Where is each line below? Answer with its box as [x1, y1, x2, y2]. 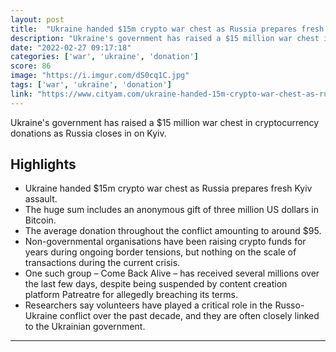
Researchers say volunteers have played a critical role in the [24, 299, 273, 311]
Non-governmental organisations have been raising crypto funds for [24, 236, 307, 248]
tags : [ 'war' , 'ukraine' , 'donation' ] [10, 80, 172, 90]
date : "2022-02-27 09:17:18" [10, 42, 132, 53]
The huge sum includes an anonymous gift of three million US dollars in [24, 204, 320, 216]
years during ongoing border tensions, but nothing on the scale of [24, 246, 297, 258]
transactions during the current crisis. [24, 257, 181, 269]
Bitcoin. [24, 214, 57, 226]
